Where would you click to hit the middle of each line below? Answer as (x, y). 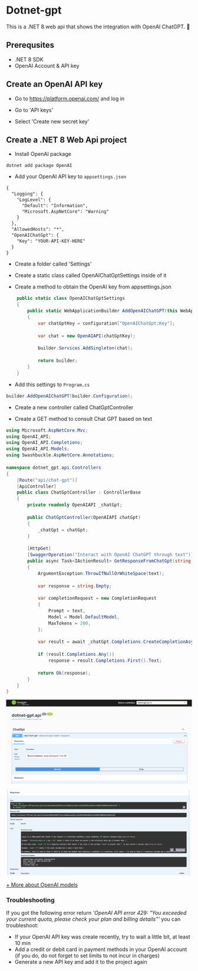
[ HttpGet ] (39, 549)
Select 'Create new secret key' (52, 121)
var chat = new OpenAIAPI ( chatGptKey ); (86, 336)
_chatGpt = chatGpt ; (63, 530)
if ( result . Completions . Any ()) (76, 655)
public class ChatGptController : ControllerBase (79, 493)
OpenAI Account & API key (47, 66)
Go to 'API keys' (34, 110)
